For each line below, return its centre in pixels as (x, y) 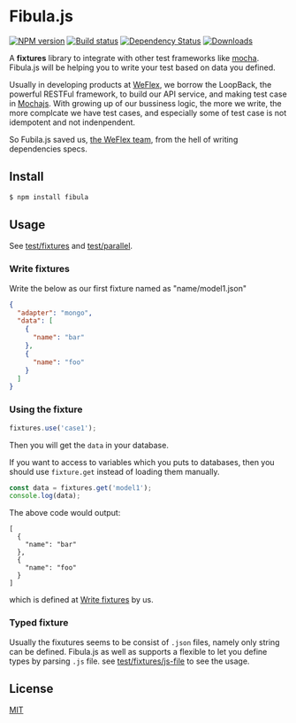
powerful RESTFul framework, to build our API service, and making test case (148, 94)
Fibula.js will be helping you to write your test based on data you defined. (142, 67)
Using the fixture (46, 409)
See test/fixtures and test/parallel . (71, 246)
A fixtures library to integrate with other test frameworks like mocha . (134, 58)
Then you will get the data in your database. (89, 445)
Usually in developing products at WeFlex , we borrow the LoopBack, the (140, 84)
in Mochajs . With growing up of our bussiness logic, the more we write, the (145, 103)
